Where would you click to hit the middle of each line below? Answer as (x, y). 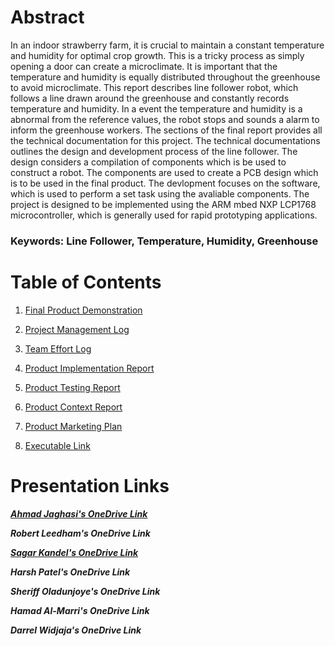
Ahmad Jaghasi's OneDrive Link (79, 513)
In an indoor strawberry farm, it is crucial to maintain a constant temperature (167, 45)
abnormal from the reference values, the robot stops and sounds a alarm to (165, 119)
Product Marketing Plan (73, 426)
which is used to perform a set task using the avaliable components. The (160, 193)
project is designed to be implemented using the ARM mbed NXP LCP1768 (163, 204)
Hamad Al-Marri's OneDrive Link (80, 610)
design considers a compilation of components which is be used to (148, 162)
